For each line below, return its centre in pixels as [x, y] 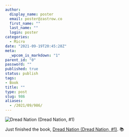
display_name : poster [32, 14]
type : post [16, 92]
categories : [17, 37]
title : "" [15, 87]
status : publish [22, 74]
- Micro [17, 42]
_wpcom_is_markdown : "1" [35, 55]
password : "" [18, 64]
